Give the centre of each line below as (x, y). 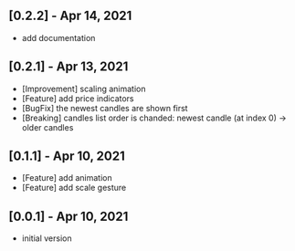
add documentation (58, 37)
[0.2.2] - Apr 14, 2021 (70, 16)
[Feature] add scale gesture (74, 188)
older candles (47, 127)
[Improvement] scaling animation (84, 89)
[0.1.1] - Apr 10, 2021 (67, 157)
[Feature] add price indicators (78, 98)
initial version (47, 238)
